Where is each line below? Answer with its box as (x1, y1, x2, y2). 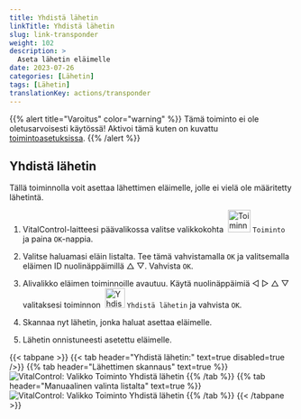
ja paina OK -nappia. (22, 233, 94, 244)
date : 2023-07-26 (9, 64, 75, 73)
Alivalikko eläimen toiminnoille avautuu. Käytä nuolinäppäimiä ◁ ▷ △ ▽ (22, 278, 290, 289)
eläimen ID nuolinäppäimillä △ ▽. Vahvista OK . (22, 260, 194, 271)
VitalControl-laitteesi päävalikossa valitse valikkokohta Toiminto (22, 224, 286, 235)
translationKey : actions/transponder (9, 88, 151, 97)
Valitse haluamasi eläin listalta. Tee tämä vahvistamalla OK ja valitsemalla (22, 251, 290, 262)
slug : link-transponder (9, 30, 99, 39)
